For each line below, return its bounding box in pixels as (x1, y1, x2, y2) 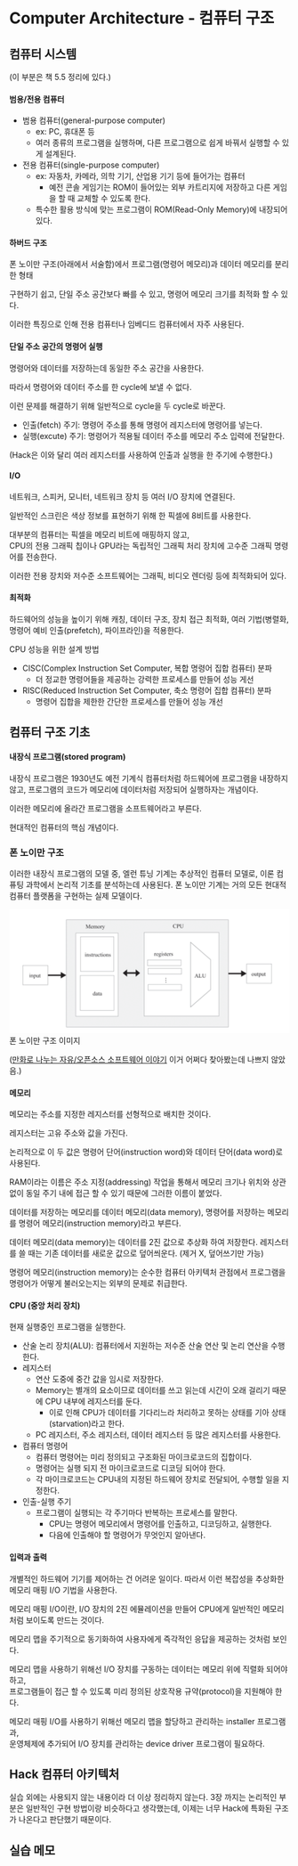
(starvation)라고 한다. (48, 1418, 125, 1430)
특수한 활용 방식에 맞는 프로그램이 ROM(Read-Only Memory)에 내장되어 (35, 204, 288, 215)
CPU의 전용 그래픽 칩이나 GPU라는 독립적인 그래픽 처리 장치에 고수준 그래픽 (9, 540, 273, 550)
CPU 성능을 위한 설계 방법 (9, 644, 100, 655)
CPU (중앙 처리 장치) (9, 1300, 81, 1310)
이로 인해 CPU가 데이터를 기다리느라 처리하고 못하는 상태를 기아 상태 (48, 1407, 286, 1418)
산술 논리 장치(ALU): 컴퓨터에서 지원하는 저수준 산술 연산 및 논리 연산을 (21, 1340, 270, 1351)
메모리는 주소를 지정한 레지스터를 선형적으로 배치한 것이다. (9, 1109, 212, 1120)
